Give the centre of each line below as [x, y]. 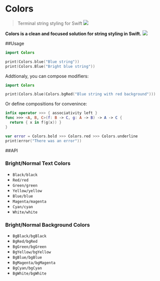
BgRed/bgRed [25, 242]
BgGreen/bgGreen [29, 247]
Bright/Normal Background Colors [48, 225]
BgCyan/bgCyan [27, 268]
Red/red [20, 180]
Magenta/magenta [29, 202]
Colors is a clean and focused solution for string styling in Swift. [73, 34]
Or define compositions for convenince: [46, 104]
